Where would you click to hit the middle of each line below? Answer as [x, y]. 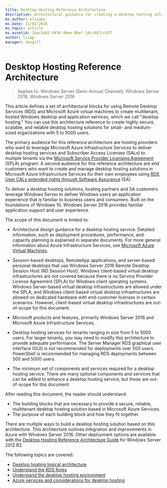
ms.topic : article [24, 28]
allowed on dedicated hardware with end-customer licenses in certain [84, 297]
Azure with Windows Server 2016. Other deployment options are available [81, 434]
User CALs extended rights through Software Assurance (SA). [69, 179]
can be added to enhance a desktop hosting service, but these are [81, 379]
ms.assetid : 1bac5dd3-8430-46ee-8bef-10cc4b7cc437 [59, 33]
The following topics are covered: [39, 455]
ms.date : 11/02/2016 [27, 24]
